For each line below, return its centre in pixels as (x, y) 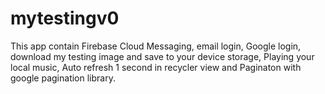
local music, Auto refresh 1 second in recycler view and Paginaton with (156, 67)
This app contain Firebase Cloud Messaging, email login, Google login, (156, 46)
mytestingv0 (65, 18)
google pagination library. (63, 78)
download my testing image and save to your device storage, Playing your (162, 56)
